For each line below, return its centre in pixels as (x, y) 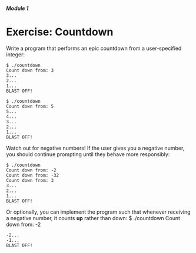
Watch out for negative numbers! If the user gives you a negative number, (95, 148)
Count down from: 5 (30, 106)
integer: (16, 54)
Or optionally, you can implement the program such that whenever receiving (98, 212)
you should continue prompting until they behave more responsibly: (88, 154)
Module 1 (17, 8)
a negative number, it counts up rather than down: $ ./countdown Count (93, 218)
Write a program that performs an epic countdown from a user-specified (94, 48)
